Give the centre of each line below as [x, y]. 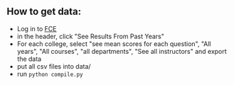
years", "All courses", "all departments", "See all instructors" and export [122, 51]
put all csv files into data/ [54, 66]
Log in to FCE [37, 28]
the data [29, 59]
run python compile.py [50, 74]
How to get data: [44, 12]
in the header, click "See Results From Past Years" [91, 36]
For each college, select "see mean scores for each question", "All [114, 44]
